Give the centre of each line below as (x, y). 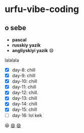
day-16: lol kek (27, 115)
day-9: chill (24, 76)
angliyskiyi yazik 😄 (33, 50)
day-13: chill (24, 98)
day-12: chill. (25, 93)
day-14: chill (24, 104)
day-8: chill (24, 70)
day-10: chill (24, 81)
